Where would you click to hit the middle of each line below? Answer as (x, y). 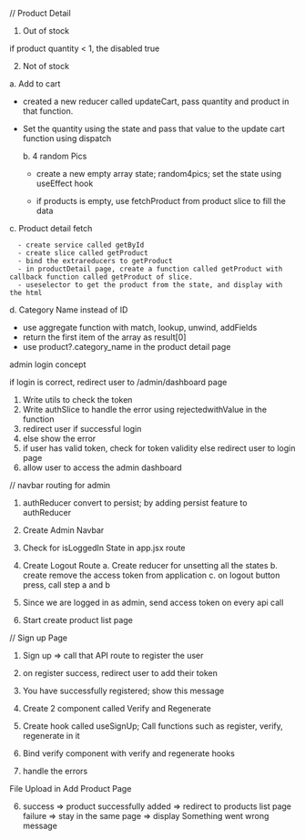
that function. (48, 111)
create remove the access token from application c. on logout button (151, 575)
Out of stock (46, 31)
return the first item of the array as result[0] (104, 337)
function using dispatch (67, 138)
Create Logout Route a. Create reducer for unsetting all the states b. (150, 565)
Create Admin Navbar (63, 530)
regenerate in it (51, 736)
